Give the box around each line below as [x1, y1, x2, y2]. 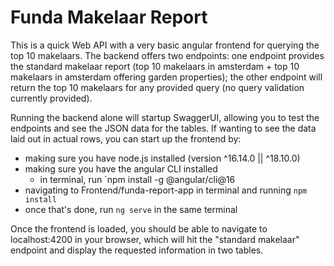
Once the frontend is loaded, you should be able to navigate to [10, 222, 268, 235]
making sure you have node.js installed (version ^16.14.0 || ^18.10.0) [24, 152, 301, 164]
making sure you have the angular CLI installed [24, 162, 218, 175]
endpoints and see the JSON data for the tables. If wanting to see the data [10, 122, 317, 134]
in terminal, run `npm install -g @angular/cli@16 [39, 173, 236, 185]
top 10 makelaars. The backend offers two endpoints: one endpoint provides [10, 49, 325, 61]
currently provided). [10, 92, 93, 104]
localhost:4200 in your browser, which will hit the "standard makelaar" [10, 233, 300, 245]
